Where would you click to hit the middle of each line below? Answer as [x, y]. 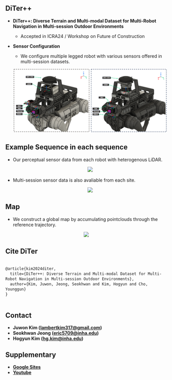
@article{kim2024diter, [31, 269]
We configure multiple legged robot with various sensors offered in [91, 56]
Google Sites [27, 367]
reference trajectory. [34, 225]
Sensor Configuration [36, 46]
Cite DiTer [22, 252]
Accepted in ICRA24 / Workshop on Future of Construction [83, 36]
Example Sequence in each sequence [66, 147]
